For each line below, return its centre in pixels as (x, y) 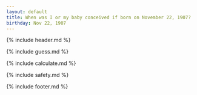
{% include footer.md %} (37, 87)
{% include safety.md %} (38, 75)
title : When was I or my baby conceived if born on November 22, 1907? (98, 17)
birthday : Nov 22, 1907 (36, 23)
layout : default (27, 12)
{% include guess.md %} (37, 52)
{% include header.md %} (38, 40)
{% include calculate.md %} (41, 63)
